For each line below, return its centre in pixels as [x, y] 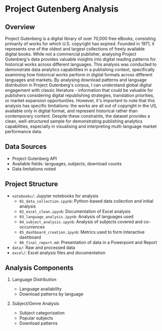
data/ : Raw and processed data [43, 247]
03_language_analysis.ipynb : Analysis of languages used [76, 216]
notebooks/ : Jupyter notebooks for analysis [55, 196]
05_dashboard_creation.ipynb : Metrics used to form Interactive [82, 232]
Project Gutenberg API [34, 158]
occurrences [32, 226]
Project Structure [32, 184]
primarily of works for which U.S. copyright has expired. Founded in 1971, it [80, 44]
